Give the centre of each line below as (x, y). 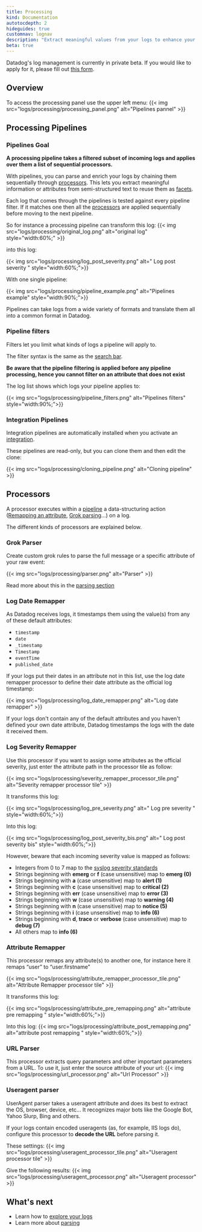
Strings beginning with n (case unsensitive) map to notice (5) (91, 906)
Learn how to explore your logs (54, 1216)
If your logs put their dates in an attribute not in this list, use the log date (96, 676)
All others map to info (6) (46, 932)
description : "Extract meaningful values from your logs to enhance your (101, 40)
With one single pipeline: (37, 280)
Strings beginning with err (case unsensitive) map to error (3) (92, 893)
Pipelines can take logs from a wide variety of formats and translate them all (101, 309)
